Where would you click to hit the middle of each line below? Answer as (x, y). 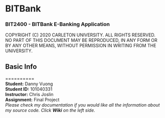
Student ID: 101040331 (29, 89)
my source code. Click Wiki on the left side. (50, 111)
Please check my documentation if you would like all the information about (82, 105)
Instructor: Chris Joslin (29, 95)
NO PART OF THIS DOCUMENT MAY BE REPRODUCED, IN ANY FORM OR (81, 40)
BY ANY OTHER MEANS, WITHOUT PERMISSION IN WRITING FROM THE (81, 46)
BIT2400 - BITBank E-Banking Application (58, 24)
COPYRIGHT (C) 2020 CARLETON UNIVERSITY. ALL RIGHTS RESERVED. (80, 35)
